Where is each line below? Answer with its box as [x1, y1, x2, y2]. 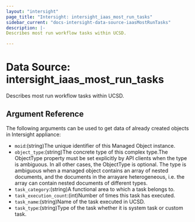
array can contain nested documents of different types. [14, 179, 148, 186]
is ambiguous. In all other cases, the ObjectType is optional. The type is [14, 161, 187, 168]
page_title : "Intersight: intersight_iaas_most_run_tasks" [6, 14, 153, 20]
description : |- [6, 25, 46, 31]
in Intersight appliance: [6, 131, 61, 138]
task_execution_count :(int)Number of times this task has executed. [14, 192, 176, 199]
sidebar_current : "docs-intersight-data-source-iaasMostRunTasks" [6, 19, 171, 25]
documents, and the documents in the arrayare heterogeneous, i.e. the [14, 173, 185, 180]
